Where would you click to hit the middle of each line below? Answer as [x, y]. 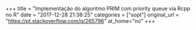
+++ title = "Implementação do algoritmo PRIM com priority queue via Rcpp [98, 9]
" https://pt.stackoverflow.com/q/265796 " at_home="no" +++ [80, 21]
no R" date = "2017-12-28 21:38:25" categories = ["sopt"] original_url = [92, 15]
